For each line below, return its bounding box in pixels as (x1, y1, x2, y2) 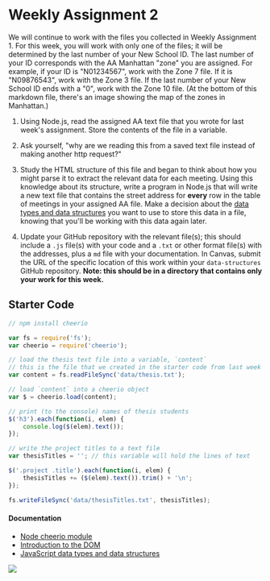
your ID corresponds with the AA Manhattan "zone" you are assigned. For (8, 58, 253, 68)
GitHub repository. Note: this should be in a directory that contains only (19, 266, 263, 276)
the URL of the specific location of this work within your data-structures (19, 257, 261, 267)
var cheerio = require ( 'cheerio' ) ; (8, 341, 128, 350)
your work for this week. (19, 274, 104, 284)
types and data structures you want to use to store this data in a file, (19, 207, 247, 217)
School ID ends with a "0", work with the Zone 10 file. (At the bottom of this (8, 83, 257, 93)
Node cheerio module (19, 531, 93, 541)
